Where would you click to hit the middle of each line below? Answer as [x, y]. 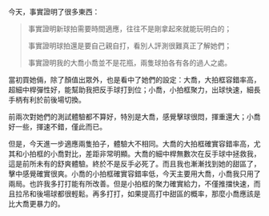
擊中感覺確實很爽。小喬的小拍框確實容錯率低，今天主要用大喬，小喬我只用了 [134, 174]
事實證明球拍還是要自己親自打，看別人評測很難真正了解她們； [130, 46]
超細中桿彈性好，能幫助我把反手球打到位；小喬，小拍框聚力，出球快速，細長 [134, 90]
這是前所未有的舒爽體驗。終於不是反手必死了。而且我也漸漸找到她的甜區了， [134, 164]
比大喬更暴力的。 [36, 204]
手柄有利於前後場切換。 [47, 100]
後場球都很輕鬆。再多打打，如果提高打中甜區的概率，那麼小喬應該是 [148, 194]
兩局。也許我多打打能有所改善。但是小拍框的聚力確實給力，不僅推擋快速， [131, 184]
